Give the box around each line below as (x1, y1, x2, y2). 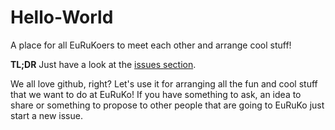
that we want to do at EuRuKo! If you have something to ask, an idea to (10, 88, 302, 100)
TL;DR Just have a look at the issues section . (10, 58, 197, 70)
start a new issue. (10, 109, 83, 121)
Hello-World (10, 6, 114, 29)
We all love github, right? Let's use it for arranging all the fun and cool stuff (10, 77, 318, 90)
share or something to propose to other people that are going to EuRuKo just (10, 99, 325, 111)
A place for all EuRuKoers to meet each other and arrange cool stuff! (10, 39, 292, 51)
